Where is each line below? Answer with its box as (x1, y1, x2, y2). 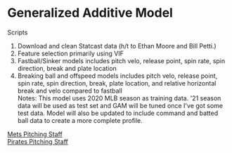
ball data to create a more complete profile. (17, 116, 143, 124)
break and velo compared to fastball (17, 86, 123, 95)
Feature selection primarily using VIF (17, 49, 124, 58)
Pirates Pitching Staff (7, 137, 68, 145)
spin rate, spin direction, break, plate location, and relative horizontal (17, 79, 217, 87)
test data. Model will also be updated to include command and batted (17, 109, 219, 117)
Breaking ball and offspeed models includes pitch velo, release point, (17, 72, 218, 80)
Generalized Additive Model (7, 5, 174, 21)
